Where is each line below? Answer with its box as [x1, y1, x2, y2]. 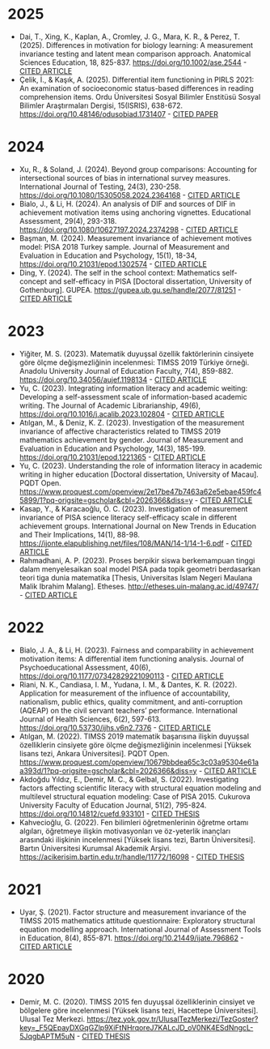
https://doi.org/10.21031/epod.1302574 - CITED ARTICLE [19, 259, 207, 268]
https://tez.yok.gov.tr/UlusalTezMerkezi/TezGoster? [86, 1014, 259, 1024]
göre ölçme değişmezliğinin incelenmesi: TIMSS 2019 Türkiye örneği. [19, 358, 250, 367]
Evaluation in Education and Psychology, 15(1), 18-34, [19, 250, 197, 260]
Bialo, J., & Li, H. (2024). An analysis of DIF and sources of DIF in [19, 199, 236, 208]
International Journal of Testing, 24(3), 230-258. [19, 182, 181, 191]
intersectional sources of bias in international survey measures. [19, 173, 231, 182]
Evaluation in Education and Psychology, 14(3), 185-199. [19, 443, 206, 453]
